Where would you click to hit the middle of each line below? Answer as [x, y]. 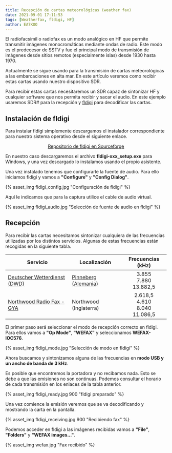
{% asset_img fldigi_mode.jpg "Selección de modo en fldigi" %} [72, 348]
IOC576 [14, 338]
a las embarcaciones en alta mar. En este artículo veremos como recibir [81, 76]
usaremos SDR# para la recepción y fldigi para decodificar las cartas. [79, 103]
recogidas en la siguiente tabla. [38, 246]
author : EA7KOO [21, 24]
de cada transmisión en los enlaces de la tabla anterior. [63, 384]
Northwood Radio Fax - [36, 302]
